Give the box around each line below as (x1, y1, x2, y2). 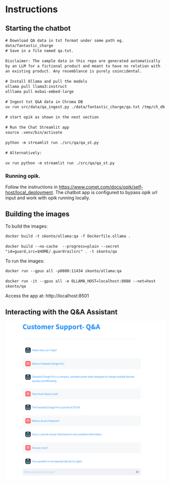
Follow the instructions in (5, 184, 58, 190)
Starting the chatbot (5, 24, 71, 33)
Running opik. (5, 172, 41, 179)
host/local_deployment (5, 189, 53, 196)
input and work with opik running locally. (5, 195, 91, 201)
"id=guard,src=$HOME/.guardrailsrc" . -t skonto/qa (5, 249, 117, 254)
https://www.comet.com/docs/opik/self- (59, 184, 144, 190)
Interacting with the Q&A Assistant (5, 307, 118, 316)
